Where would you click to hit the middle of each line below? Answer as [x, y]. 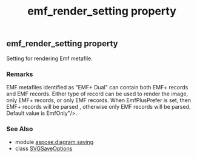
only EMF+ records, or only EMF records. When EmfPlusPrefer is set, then [99, 100]
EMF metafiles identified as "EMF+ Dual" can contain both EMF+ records [97, 87]
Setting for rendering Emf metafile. [49, 58]
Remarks [20, 74]
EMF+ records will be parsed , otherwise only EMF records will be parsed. [98, 106]
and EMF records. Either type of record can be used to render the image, [97, 94]
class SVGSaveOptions [44, 149]
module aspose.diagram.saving [54, 142]
